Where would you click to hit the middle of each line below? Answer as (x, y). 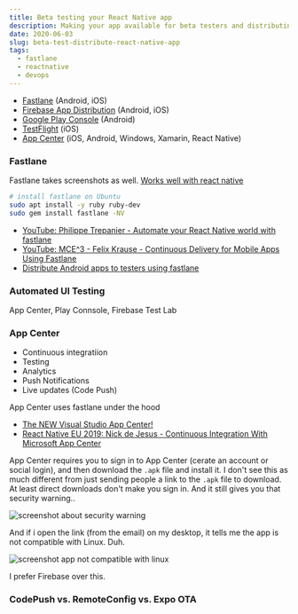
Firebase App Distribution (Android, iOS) (96, 110)
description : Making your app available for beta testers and (126, 26)
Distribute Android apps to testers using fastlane (110, 268)
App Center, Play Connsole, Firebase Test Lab (93, 310)
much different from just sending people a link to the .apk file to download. (145, 479)
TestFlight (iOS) (51, 129)
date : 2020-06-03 (41, 34)
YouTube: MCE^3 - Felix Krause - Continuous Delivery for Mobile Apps (151, 248)
